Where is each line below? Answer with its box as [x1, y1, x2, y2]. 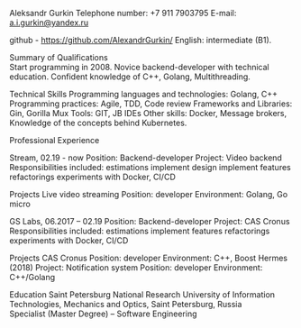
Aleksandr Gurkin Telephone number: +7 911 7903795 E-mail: [9, 8, 237, 18]
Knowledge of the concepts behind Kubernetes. [9, 117, 187, 128]
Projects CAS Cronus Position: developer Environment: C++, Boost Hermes [9, 252, 288, 263]
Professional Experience [9, 135, 100, 145]
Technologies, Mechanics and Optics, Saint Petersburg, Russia [9, 299, 242, 309]
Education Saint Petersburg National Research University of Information [9, 289, 276, 300]
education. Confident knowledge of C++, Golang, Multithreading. [9, 71, 251, 82]
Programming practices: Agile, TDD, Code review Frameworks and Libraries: [9, 98, 293, 109]
